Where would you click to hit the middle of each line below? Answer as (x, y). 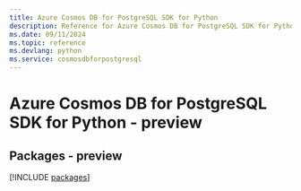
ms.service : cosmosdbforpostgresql (76, 59)
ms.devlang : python (46, 51)
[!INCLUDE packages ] (50, 177)
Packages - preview (66, 156)
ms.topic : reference (48, 43)
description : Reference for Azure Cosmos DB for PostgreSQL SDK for (140, 26)
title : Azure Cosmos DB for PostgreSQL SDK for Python (114, 17)
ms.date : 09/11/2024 (48, 34)
